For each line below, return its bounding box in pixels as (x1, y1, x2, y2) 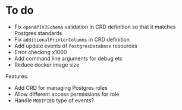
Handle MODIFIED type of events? (14, 96, 95, 104)
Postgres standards (14, 29, 62, 36)
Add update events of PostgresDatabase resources (14, 42, 137, 49)
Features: (5, 73, 29, 80)
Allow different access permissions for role (14, 90, 120, 98)
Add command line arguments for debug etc (14, 55, 123, 62)
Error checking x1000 (14, 48, 67, 55)
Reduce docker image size (14, 61, 80, 68)
